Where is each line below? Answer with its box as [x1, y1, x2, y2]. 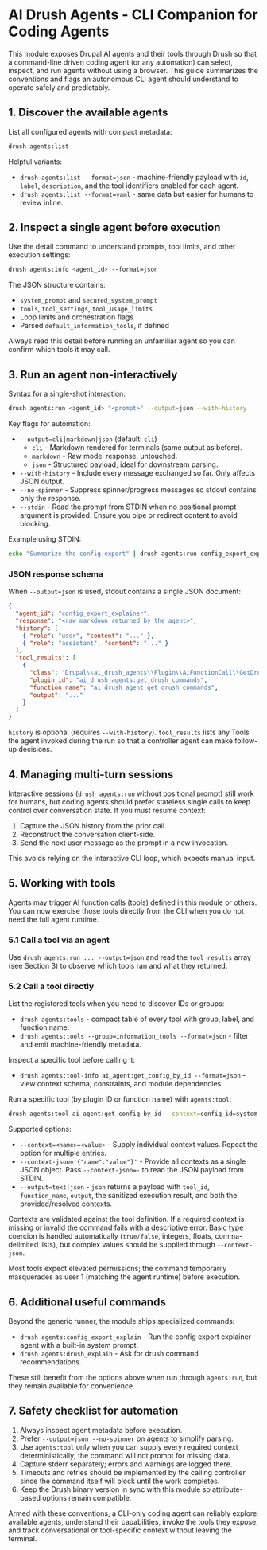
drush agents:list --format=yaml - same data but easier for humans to [19, 189, 254, 198]
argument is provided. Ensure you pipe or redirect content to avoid [19, 511, 238, 519]
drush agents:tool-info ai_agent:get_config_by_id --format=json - [19, 1071, 246, 1080]
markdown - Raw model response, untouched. [31, 452, 178, 460]
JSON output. [19, 476, 65, 486]
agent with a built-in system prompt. [19, 1341, 139, 1350]
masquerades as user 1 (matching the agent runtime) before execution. [8, 1272, 241, 1282]
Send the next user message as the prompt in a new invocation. [19, 838, 229, 847]
